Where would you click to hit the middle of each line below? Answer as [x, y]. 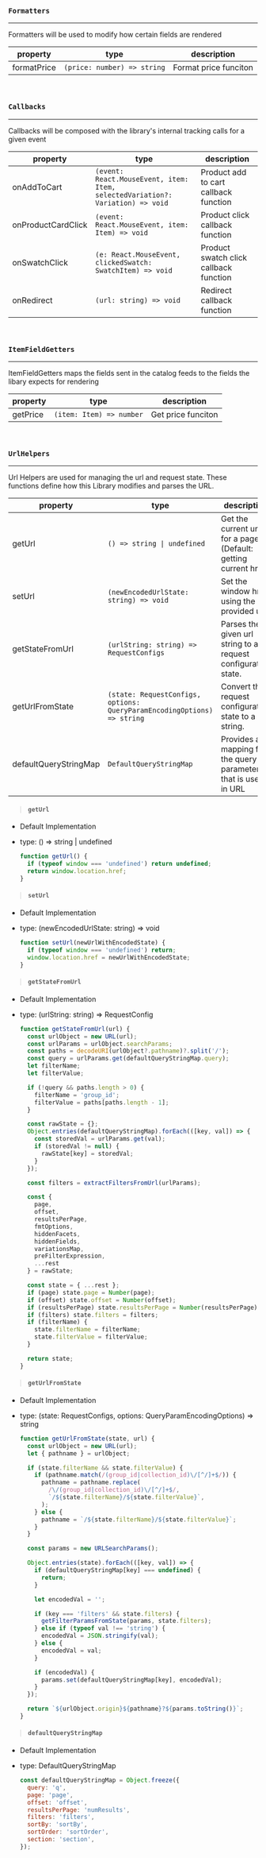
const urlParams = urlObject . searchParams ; [100, 1044]
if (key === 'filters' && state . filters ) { [107, 1614]
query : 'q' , [47, 1787]
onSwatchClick [40, 262]
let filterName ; [54, 1066]
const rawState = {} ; [63, 1124]
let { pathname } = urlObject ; [79, 1453]
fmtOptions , [54, 1226]
